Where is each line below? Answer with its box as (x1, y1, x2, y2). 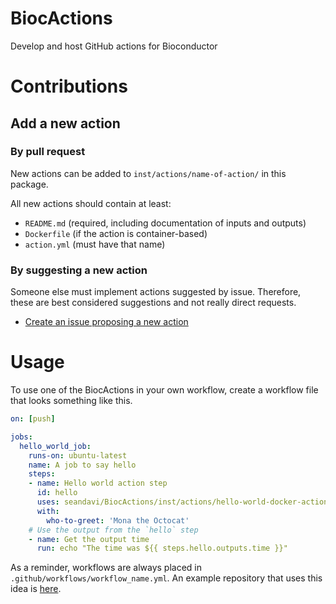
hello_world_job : (19, 441, 92, 451)
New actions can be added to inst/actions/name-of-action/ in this (10, 167, 287, 179)
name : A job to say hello (28, 460, 137, 470)
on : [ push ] (10, 414, 56, 424)
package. (10, 178, 49, 190)
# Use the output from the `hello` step (28, 525, 199, 535)
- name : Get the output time (28, 534, 150, 544)
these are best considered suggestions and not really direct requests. (10, 297, 297, 309)
